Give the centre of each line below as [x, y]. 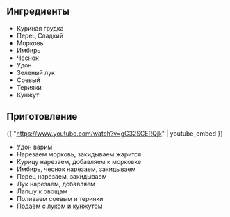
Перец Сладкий [40, 35]
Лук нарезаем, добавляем [56, 184]
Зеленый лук [35, 72]
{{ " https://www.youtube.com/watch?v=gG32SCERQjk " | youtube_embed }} [115, 133]
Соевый [28, 80]
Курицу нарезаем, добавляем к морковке [79, 161]
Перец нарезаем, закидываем [61, 176]
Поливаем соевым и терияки [60, 198]
